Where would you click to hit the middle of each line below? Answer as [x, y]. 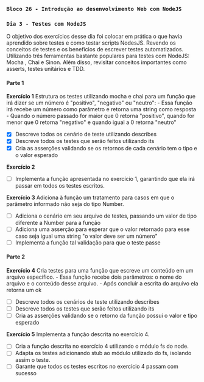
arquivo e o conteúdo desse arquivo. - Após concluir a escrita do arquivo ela [102, 284]
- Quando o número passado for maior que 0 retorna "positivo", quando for [100, 116]
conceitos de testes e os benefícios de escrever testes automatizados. [95, 50]
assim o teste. [33, 360]
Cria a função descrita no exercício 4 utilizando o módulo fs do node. [102, 346]
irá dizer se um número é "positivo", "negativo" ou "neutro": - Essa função [100, 103]
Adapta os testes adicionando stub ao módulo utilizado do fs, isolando [103, 353]
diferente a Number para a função [58, 222]
